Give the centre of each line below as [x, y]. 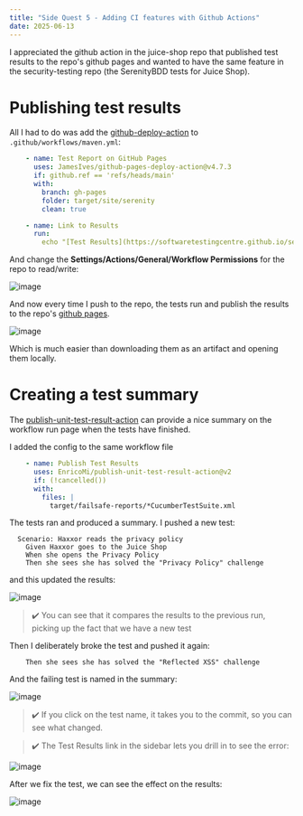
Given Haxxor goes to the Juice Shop [96, 548]
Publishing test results [96, 107]
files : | [58, 497]
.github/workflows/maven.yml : [65, 142]
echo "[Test [64, 242]
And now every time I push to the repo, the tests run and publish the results [149, 305]
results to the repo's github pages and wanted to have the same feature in [147, 61]
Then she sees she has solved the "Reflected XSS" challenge [142, 662]
